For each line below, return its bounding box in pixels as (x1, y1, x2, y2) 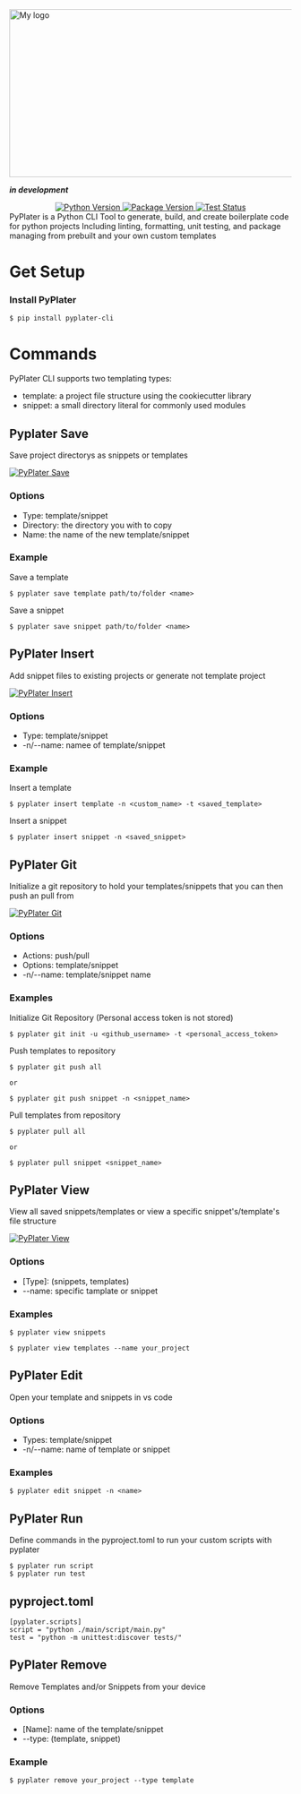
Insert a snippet (9, 815, 67, 827)
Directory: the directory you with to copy (21, 519, 173, 530)
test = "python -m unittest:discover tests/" (9, 1634, 182, 1643)
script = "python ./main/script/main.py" (9, 1626, 167, 1635)
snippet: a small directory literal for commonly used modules (21, 400, 246, 411)
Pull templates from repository (9, 1110, 121, 1120)
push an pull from (9, 890, 74, 901)
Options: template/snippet (21, 960, 119, 971)
